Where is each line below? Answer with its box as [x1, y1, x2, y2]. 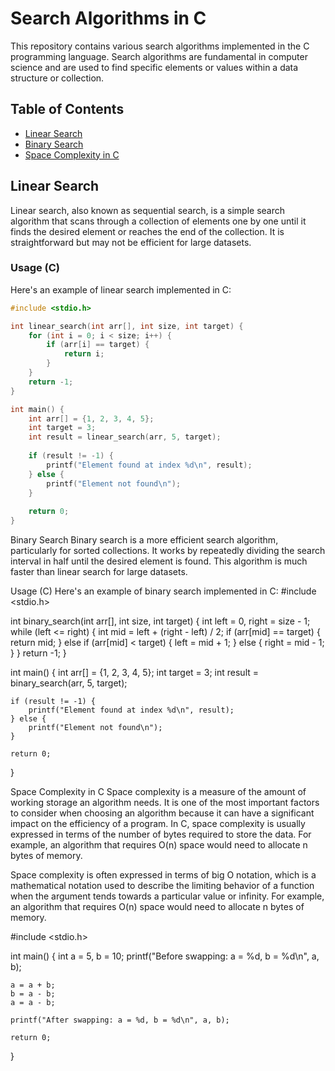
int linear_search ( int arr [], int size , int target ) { [10, 321, 244, 331]
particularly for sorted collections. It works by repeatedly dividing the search [10, 545, 326, 557]
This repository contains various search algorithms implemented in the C [10, 40, 310, 52]
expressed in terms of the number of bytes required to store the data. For [10, 828, 312, 841]
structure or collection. [10, 72, 105, 84]
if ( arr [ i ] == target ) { [46, 340, 150, 350]
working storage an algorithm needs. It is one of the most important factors [10, 797, 320, 809]
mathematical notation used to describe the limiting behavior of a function [10, 880, 315, 892]
